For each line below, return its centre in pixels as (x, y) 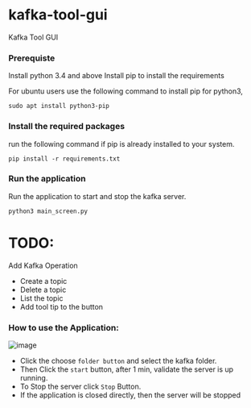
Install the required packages (67, 127)
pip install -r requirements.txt (64, 159)
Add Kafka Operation (43, 265)
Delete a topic (43, 289)
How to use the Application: (64, 327)
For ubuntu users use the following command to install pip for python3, (126, 91)
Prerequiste (32, 58)
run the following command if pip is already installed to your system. (121, 144)
